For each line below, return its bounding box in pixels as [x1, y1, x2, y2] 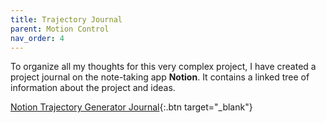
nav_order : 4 [10, 33, 65, 43]
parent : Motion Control [10, 24, 110, 34]
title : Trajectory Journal [10, 14, 123, 25]
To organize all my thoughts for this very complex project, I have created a [10, 61, 317, 73]
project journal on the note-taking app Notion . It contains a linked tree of [10, 71, 310, 83]
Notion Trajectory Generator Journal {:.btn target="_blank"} [10, 101, 253, 113]
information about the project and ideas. [10, 82, 176, 94]
